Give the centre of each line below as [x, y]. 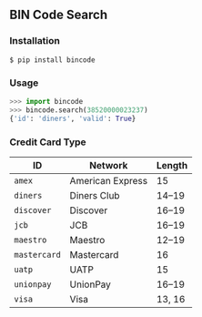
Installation [35, 41]
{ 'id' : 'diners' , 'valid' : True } [73, 118]
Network [109, 165]
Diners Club [95, 195]
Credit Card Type [48, 142]
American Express [109, 180]
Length [172, 165]
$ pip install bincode [52, 60]
